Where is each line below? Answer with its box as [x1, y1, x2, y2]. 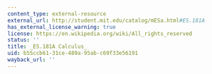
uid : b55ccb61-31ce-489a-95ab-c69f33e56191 [7, 50, 139, 57]
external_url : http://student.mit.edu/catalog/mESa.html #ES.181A [7, 17, 205, 24]
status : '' [7, 37, 40, 44]
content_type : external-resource [7, 10, 107, 18]
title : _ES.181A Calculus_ [7, 43, 88, 50]
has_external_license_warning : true [7, 23, 116, 30]
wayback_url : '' [7, 56, 55, 63]
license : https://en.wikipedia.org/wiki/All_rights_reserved [7, 30, 193, 37]
